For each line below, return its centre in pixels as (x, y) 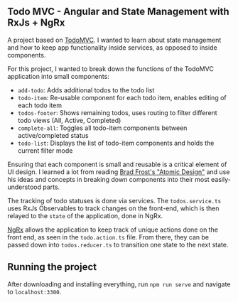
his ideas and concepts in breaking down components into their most (108, 179)
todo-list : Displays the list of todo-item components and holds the (116, 143)
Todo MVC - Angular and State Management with (118, 12)
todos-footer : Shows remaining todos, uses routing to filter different (118, 112)
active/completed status (53, 135)
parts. (51, 187)
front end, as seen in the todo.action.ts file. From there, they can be (108, 237)
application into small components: (59, 76)
